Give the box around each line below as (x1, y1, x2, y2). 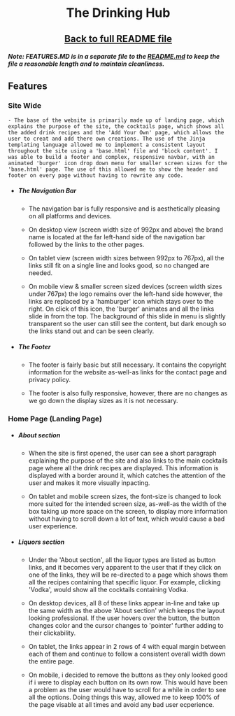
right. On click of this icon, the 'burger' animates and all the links (28, 304, 215, 313)
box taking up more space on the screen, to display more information (28, 507, 228, 515)
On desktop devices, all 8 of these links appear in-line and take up (28, 598, 220, 607)
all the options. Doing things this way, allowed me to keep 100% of (28, 693, 220, 701)
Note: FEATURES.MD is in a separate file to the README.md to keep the (8, 52, 220, 61)
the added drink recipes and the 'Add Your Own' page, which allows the (8, 129, 225, 136)
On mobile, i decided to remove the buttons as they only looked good (28, 671, 228, 679)
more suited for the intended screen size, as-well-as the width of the (28, 499, 227, 508)
